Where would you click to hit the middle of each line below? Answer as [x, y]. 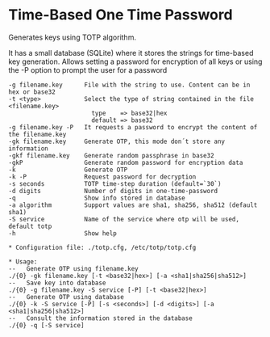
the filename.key [37, 134]
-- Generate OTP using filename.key [73, 268]
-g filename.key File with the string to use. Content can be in [129, 85]
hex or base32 [32, 92]
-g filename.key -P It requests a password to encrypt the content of [133, 127]
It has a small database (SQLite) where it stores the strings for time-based [131, 53]
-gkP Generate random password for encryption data [126, 162]
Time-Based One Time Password [120, 15]
